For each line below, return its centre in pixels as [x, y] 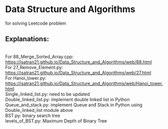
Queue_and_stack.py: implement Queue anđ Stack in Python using [74, 105]
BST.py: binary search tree [33, 115]
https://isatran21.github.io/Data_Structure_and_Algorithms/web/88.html [78, 62]
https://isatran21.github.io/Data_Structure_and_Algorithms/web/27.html [78, 73]
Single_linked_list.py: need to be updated [48, 94]
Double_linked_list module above [39, 110]
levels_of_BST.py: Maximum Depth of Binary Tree [56, 121]
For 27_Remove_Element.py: [34, 67]
